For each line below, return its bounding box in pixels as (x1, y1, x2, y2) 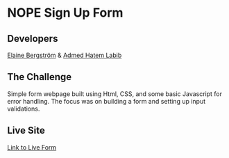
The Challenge (7, 71, 72, 83)
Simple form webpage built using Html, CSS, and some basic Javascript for (7, 89, 223, 98)
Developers (7, 33, 58, 45)
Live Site (7, 125, 45, 136)
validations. (7, 104, 40, 113)
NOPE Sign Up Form (7, 5, 124, 21)
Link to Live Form (7, 143, 57, 151)
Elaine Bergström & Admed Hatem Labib (7, 51, 122, 59)
